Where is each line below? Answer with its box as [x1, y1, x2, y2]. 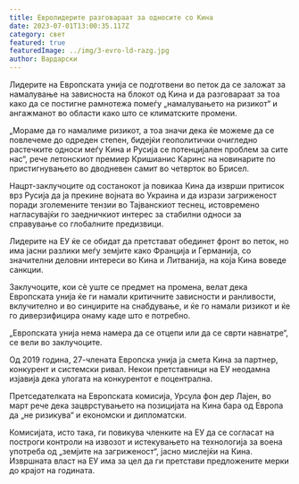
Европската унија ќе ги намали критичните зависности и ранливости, [9, 292, 277, 301]
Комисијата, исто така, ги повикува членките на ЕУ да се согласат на [9, 427, 275, 437]
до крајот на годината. [9, 465, 96, 475]
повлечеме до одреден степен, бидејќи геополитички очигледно [9, 135, 258, 145]
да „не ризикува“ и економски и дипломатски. [9, 410, 187, 420]
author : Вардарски [9, 55, 78, 64]
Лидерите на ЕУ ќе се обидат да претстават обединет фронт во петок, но [9, 236, 289, 246]
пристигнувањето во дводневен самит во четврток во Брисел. [9, 163, 250, 174]
